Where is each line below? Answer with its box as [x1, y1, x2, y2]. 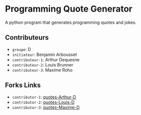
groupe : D [12, 46, 31, 52]
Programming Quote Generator [5, 3, 133, 15]
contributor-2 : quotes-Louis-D [12, 99, 75, 105]
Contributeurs [5, 33, 49, 42]
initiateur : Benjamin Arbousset [12, 51, 77, 57]
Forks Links [5, 81, 41, 89]
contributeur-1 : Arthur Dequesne [12, 57, 80, 63]
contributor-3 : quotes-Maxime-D [12, 104, 80, 110]
